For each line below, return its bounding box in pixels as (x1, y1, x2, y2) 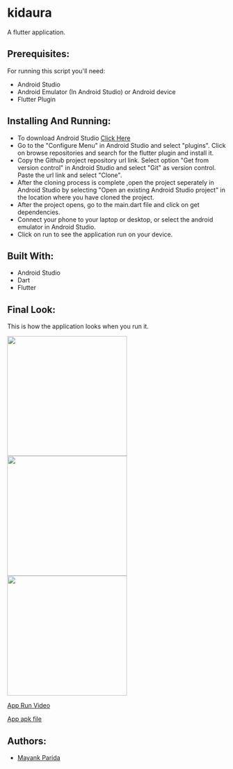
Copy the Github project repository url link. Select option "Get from (17, 155, 209, 165)
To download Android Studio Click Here (17, 134, 131, 142)
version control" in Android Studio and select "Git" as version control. (17, 163, 216, 172)
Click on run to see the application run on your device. (17, 230, 173, 238)
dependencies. (17, 208, 61, 216)
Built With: (7, 250, 54, 262)
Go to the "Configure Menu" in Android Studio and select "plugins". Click (17, 141, 226, 149)
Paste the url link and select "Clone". (17, 171, 122, 179)
